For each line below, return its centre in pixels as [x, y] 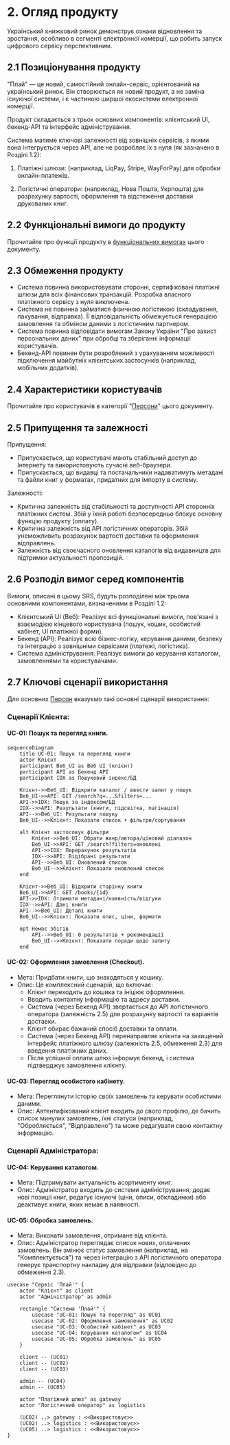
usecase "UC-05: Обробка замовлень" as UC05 [96, 1339]
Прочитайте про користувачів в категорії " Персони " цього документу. [111, 406]
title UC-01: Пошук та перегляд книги [75, 754]
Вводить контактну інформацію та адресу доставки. [104, 999]
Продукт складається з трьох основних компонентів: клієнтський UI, [108, 119]
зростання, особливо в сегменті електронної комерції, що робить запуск [115, 38]
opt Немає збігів [44, 929]
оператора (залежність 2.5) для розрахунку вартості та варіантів [123, 1013]
